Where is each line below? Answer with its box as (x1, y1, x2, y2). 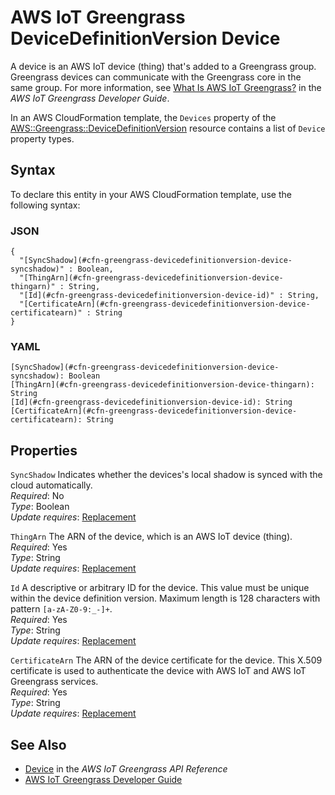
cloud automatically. (10, 479, 93, 491)
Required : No (10, 490, 65, 502)
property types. (10, 132, 75, 145)
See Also (10, 736, 67, 753)
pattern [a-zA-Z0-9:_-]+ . (10, 603, 113, 615)
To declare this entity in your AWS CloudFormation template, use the (10, 188, 292, 200)
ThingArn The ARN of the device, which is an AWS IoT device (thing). (10, 531, 293, 543)
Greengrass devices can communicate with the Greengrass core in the (10, 71, 302, 83)
